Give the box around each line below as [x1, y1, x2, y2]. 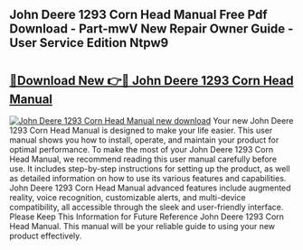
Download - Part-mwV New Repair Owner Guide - [9, 22, 294, 37]
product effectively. [9, 230, 82, 241]
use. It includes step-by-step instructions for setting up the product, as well [9, 163, 291, 174]
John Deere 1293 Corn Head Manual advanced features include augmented [9, 182, 291, 193]
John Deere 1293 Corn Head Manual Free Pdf [9, 7, 269, 23]
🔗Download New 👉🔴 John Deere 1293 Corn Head [9, 72, 294, 88]
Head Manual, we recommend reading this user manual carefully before [9, 153, 278, 164]
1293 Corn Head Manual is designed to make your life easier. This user [9, 125, 273, 135]
